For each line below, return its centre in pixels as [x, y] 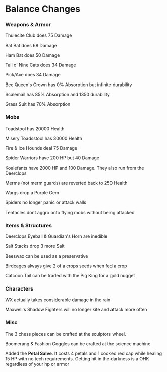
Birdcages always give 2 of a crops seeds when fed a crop [66, 266]
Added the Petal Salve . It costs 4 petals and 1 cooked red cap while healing [84, 353]
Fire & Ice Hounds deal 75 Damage [41, 148]
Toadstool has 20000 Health [35, 128]
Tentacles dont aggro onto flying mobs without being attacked [70, 212]
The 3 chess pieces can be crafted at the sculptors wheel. [66, 334]
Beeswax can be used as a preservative [47, 256]
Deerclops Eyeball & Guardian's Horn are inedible [57, 236]
